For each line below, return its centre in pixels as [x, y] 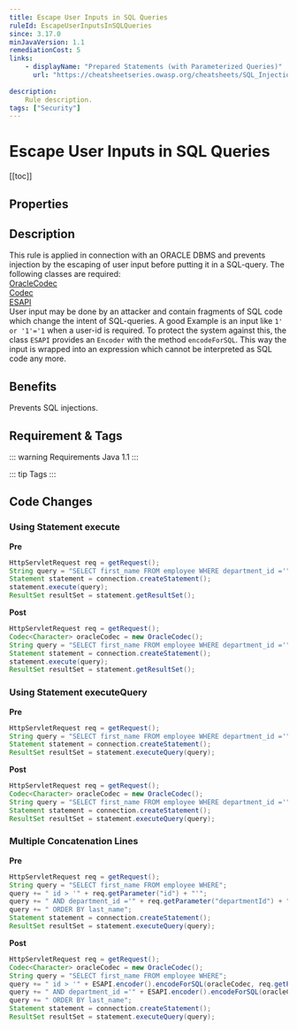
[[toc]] [21, 176]
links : [21, 58]
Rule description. [59, 100]
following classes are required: [65, 274]
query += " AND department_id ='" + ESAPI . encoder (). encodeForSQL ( [136, 992]
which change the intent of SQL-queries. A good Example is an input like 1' [146, 321]
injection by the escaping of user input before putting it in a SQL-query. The [147, 265]
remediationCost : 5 [45, 50]
